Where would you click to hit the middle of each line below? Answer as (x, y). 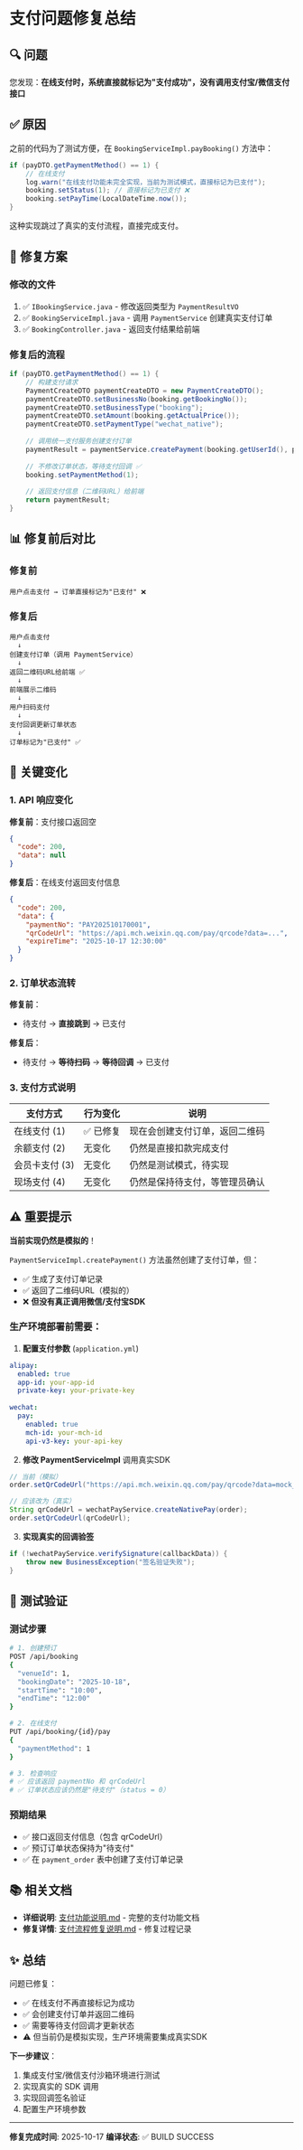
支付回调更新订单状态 (43, 724)
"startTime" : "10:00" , (60, 1690)
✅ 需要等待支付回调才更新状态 (78, 2025)
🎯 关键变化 (38, 773)
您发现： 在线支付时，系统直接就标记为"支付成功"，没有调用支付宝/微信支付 (150, 82)
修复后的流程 (37, 354)
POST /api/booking (44, 1657)
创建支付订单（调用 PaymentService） (73, 655)
